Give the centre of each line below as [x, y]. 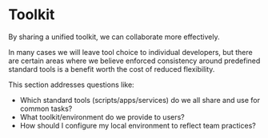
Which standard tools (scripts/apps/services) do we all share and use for [140, 100]
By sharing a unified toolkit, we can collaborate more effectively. [114, 37]
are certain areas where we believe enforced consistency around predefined [134, 61]
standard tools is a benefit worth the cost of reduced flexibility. [112, 69]
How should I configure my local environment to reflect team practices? [138, 125]
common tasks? [46, 108]
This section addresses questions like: [71, 85]
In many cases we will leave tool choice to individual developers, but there [131, 52]
